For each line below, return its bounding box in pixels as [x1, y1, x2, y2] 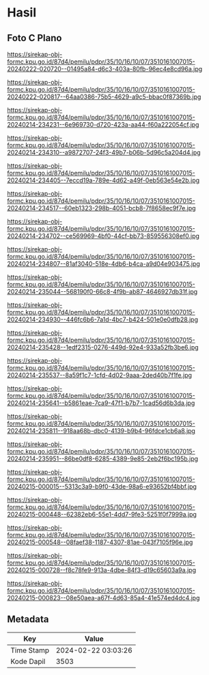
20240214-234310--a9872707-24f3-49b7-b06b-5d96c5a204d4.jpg [7, 149, 201, 156]
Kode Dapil [10, 656, 46, 666]
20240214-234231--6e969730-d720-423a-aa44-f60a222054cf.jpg [7, 121, 199, 128]
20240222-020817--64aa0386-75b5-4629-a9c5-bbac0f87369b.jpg [7, 93, 201, 101]
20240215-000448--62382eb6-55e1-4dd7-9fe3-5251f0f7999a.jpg [7, 511, 197, 518]
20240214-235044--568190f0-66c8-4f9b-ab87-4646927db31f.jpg [7, 288, 198, 295]
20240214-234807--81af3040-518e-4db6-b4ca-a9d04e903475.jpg [7, 260, 200, 268]
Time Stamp [10, 646, 50, 655]
